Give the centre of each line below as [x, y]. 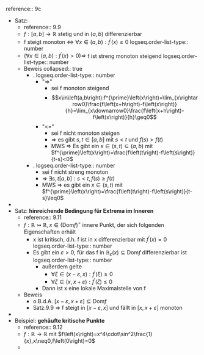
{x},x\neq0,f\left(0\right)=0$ [59, 340]
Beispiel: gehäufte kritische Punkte [60, 320]
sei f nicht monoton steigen [86, 133]
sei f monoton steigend [80, 88]
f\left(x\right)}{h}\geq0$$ [125, 117]
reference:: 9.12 [43, 327]
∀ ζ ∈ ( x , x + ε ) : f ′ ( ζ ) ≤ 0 [82, 281]
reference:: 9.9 [42, 27]
